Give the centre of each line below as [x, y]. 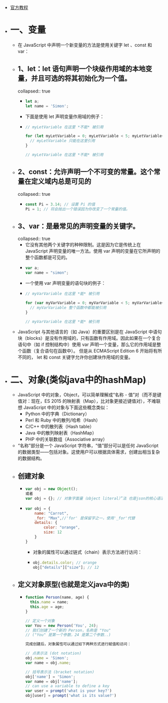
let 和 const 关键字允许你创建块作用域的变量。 [85, 357]
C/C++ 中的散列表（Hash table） [60, 427]
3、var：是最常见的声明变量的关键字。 [78, 226]
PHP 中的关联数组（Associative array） [66, 440]
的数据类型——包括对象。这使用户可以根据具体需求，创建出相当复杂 [89, 452]
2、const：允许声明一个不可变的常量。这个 [86, 172]
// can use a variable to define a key [68, 686]
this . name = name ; [49, 602]
